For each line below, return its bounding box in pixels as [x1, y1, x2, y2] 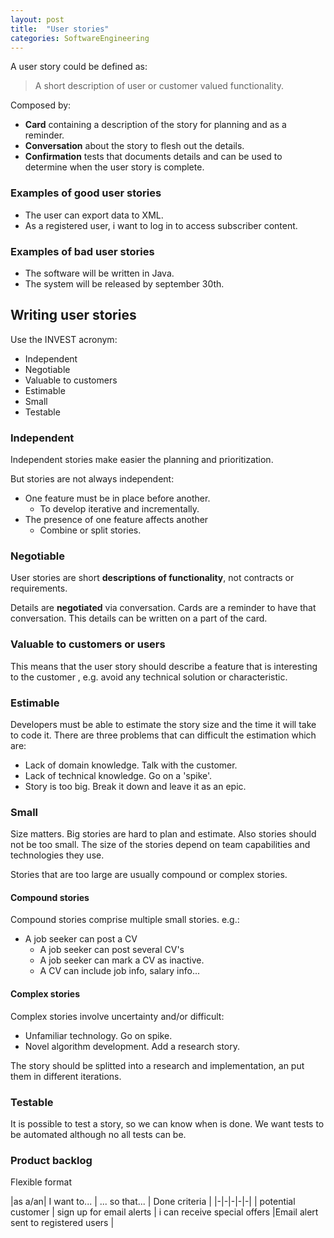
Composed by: [10, 99, 72, 111]
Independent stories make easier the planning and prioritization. [10, 454, 274, 466]
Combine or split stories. [39, 524, 142, 536]
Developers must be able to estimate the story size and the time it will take [10, 718, 317, 730]
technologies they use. [10, 849, 105, 861]
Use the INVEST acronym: [10, 333, 118, 345]
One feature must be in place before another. [24, 492, 211, 505]
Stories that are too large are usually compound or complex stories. [10, 869, 288, 881]
